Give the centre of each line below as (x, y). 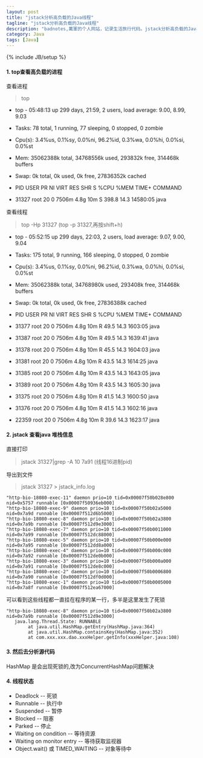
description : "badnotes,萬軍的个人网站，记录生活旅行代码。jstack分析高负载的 (97, 29)
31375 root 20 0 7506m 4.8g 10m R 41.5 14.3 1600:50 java (87, 397)
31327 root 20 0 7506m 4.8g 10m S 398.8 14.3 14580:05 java (91, 199)
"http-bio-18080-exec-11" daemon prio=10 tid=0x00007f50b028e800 (90, 498)
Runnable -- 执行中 (39, 703)
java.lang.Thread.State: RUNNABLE (58, 622)
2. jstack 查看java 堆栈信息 (40, 434)
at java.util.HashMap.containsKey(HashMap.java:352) (96, 632)
